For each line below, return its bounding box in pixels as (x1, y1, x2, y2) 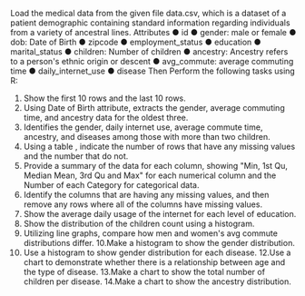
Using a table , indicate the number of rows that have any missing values (23, 141, 296, 152)
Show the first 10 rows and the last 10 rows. (23, 93, 187, 104)
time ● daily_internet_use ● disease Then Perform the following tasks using (10, 65, 296, 76)
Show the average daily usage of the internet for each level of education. (23, 209, 297, 219)
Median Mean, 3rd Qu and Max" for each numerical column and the (23, 170, 277, 181)
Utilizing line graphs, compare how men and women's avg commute (23, 228, 278, 239)
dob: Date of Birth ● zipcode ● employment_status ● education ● (10, 36, 261, 47)
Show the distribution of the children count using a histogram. (23, 218, 255, 229)
